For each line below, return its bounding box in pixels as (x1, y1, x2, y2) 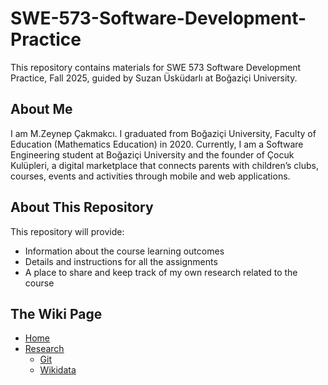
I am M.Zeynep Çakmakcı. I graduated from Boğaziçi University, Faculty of (10, 127, 317, 139)
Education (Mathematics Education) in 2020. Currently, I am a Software (10, 138, 304, 150)
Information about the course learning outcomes (24, 245, 225, 257)
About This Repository (10, 199, 154, 216)
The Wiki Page (10, 305, 103, 322)
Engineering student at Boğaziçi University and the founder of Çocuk (10, 148, 295, 161)
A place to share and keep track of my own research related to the (24, 266, 298, 278)
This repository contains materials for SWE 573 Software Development (10, 61, 302, 73)
